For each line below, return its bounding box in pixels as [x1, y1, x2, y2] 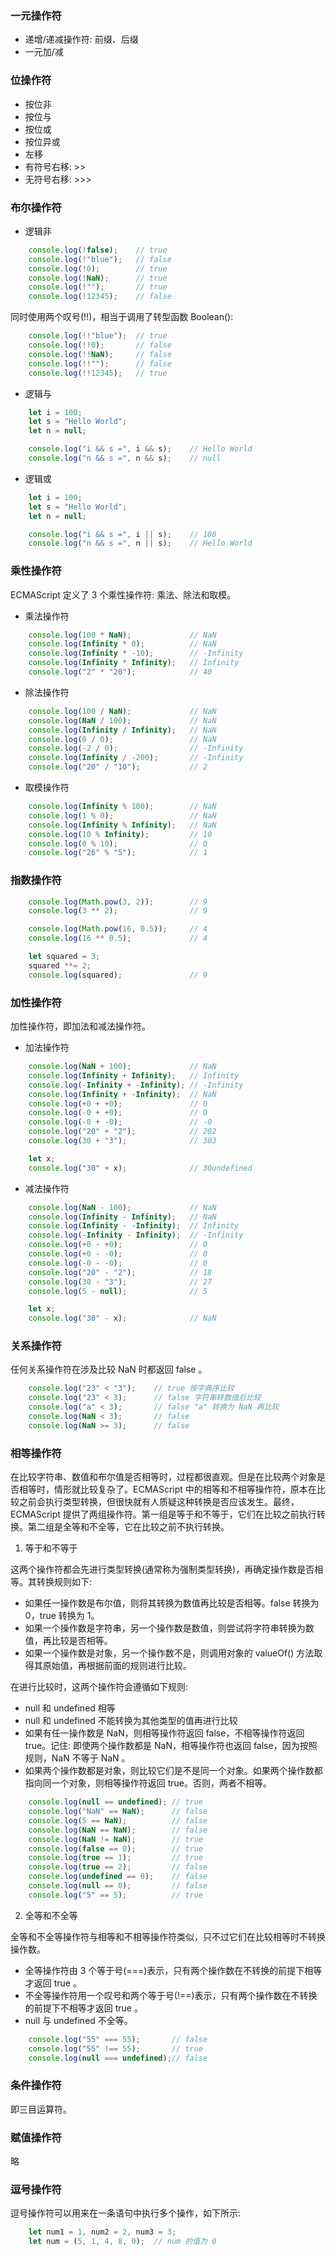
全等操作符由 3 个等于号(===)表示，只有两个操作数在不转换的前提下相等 [24, 1964, 323, 1976]
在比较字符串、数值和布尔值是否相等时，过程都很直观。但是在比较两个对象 [10, 1471, 317, 1483]
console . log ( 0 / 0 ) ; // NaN [28, 734, 217, 744]
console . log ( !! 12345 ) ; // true [28, 368, 168, 378]
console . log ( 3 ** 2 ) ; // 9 [28, 906, 208, 916]
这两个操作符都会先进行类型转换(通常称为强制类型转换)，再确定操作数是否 [10, 1563, 315, 1576]
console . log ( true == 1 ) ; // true [28, 1853, 203, 1863]
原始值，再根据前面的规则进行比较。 [42, 1660, 192, 1672]
